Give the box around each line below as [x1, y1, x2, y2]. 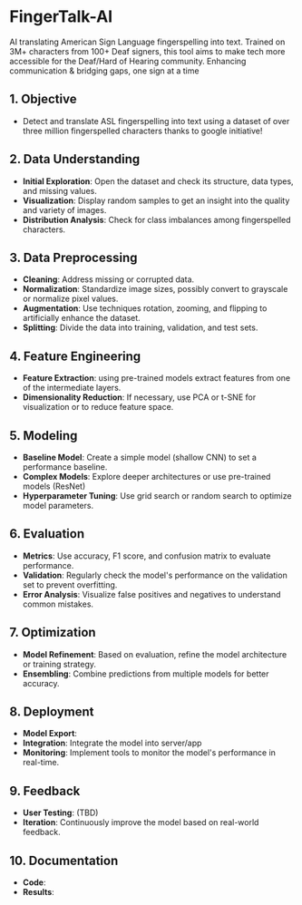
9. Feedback [9, 783, 81, 799]
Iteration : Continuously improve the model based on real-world [22, 817, 259, 828]
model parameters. [22, 501, 93, 511]
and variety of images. [22, 204, 107, 215]
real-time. [22, 757, 60, 768]
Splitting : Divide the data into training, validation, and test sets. [22, 322, 258, 333]
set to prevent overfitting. [22, 579, 118, 590]
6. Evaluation [9, 526, 84, 541]
